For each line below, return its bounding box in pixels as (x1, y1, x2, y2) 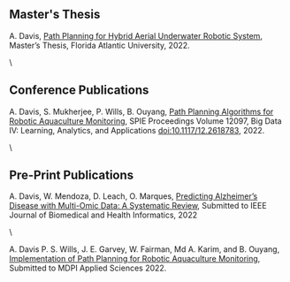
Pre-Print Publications (9, 168, 134, 183)
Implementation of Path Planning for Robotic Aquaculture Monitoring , (9, 254, 261, 264)
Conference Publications (9, 83, 149, 98)
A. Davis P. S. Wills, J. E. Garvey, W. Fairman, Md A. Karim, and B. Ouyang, (9, 244, 280, 255)
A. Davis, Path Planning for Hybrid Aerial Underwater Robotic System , (9, 30, 263, 41)
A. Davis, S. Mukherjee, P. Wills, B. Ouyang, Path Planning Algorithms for (9, 106, 274, 117)
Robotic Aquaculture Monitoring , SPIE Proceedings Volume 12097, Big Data (9, 115, 282, 126)
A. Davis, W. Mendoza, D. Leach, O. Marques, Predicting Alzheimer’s (9, 191, 258, 202)
